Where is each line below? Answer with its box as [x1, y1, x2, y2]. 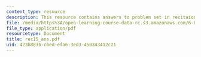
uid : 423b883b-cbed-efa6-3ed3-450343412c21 [6, 42, 117, 48]
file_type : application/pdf [6, 25, 77, 31]
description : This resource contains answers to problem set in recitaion [6, 14, 197, 20]
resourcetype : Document [6, 31, 66, 37]
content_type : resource [6, 8, 66, 15]
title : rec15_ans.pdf [6, 36, 60, 42]
